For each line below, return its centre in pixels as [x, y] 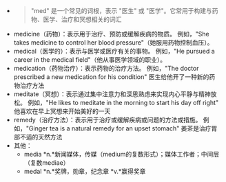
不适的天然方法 [41, 137]
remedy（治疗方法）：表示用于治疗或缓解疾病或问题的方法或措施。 [107, 120]
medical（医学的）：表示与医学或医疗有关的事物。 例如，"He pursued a [114, 51]
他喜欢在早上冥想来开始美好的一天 [62, 111]
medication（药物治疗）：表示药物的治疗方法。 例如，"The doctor [106, 68]
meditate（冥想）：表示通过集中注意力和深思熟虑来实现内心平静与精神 [112, 94]
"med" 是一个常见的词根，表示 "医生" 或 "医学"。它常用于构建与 [121, 11]
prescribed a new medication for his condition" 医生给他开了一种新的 [111, 77]
